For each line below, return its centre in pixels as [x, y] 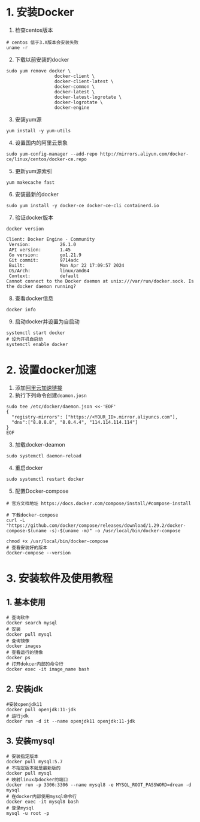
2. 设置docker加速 [51, 370]
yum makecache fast [31, 182]
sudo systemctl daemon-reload [44, 456]
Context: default [44, 276]
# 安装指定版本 [22, 756]
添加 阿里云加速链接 [39, 387]
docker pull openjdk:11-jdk [41, 709]
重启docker [29, 468]
